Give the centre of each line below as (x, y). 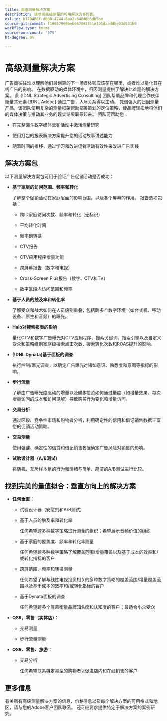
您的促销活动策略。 (32, 426)
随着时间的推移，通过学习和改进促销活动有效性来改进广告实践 (76, 146)
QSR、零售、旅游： (32, 650)
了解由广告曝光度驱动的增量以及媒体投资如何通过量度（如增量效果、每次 (86, 392)
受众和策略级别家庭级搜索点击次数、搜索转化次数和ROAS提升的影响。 (83, 344)
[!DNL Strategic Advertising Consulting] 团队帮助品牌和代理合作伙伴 (90, 95)
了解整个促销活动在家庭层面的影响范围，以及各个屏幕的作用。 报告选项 (85, 197)
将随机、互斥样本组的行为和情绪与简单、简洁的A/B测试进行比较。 (79, 469)
